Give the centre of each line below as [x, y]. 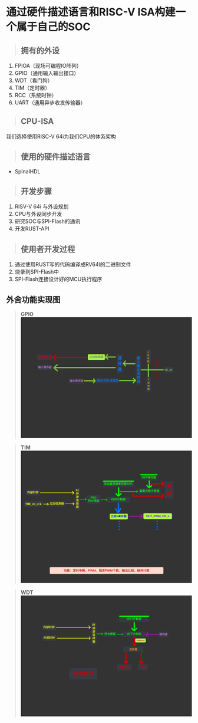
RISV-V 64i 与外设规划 [42, 206]
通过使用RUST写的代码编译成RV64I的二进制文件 [73, 264]
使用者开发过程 [48, 249]
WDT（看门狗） [34, 80]
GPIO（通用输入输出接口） [47, 73]
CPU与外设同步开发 [38, 214]
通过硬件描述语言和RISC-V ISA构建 [91, 12]
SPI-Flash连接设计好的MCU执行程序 [58, 279]
